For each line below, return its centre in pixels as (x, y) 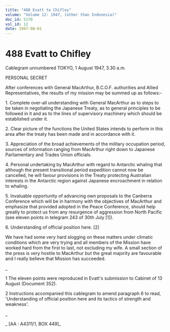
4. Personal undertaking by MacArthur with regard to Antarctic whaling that (84, 165)
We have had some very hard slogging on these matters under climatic (79, 237)
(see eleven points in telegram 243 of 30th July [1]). (59, 217)
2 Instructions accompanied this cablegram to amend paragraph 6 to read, (83, 293)
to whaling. (17, 186)
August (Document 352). (31, 284)
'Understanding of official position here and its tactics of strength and (78, 299)
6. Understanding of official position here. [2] (53, 227)
